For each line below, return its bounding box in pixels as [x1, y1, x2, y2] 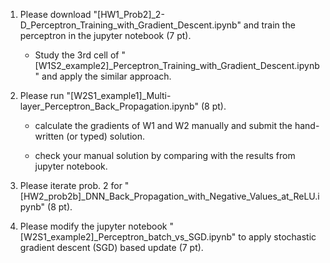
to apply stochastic [238, 231, 317, 243]
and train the [243, 19, 296, 31]
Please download [19, 9, 92, 20]
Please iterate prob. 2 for [19, 180, 123, 191]
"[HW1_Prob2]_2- [93, 9, 165, 20]
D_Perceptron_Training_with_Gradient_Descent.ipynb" [19, 19, 242, 31]
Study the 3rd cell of [34, 49, 120, 61]
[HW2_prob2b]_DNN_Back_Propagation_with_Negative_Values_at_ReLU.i [19, 190, 320, 202]
